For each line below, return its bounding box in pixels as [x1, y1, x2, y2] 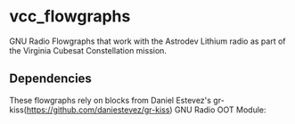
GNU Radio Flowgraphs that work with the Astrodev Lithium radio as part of [9, 36, 287, 46]
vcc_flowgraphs [9, 6, 131, 27]
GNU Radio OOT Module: [174, 104, 266, 115]
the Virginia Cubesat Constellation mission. [9, 45, 168, 55]
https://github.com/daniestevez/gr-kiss [26, 104, 170, 115]
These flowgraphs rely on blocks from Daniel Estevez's [9, 95, 212, 105]
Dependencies [9, 71, 92, 87]
